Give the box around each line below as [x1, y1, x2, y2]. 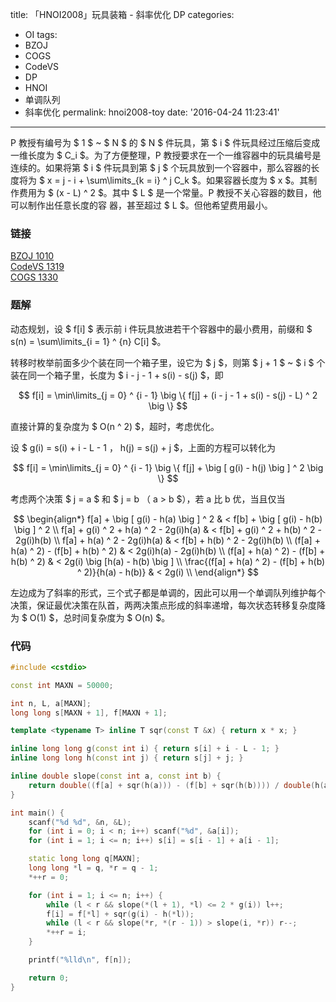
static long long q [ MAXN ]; [28, 854, 141, 864]
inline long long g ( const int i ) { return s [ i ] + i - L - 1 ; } [10, 744, 280, 754]
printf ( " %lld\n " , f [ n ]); [28, 955, 132, 965]
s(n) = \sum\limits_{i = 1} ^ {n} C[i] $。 [10, 335, 167, 347]
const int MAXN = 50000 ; [10, 680, 114, 690]
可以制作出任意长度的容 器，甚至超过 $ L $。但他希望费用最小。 [10, 199, 273, 211]
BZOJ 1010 [10, 250, 55, 262]
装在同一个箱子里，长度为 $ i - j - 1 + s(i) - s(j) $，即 [10, 369, 224, 381]
